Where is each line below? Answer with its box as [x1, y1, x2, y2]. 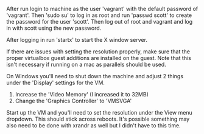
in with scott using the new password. [6, 24, 102, 32]
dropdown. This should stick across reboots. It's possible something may [6, 115, 190, 122]
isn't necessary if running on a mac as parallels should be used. [6, 61, 166, 68]
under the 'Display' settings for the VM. [6, 79, 105, 86]
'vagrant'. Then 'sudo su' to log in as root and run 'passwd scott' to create [6, 12, 192, 19]
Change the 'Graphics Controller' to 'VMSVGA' [15, 97, 132, 104]
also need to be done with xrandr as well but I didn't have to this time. [6, 122, 181, 129]
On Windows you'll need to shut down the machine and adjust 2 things [6, 73, 184, 79]
